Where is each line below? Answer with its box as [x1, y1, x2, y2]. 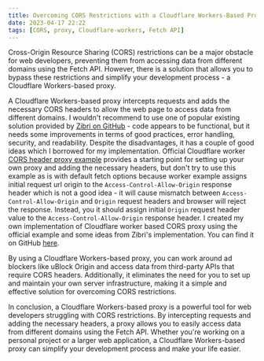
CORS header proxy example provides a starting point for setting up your [8, 155, 244, 164]
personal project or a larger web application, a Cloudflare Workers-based [8, 336, 245, 345]
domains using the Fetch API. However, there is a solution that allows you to [8, 64, 254, 74]
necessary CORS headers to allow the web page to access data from [8, 105, 232, 114]
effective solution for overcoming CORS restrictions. [8, 287, 177, 297]
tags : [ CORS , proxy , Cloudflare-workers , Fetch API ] [8, 26, 185, 34]
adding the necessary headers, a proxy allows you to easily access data [8, 319, 241, 329]
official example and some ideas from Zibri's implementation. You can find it [8, 230, 255, 240]
